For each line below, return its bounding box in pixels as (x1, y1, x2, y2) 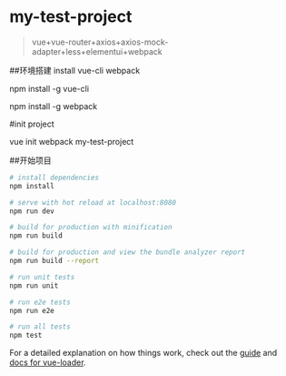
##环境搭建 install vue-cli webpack (9, 65, 141, 76)
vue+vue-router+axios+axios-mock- (31, 36, 169, 47)
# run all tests (9, 322, 71, 331)
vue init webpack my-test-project (9, 136, 134, 147)
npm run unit (9, 280, 59, 290)
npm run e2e (9, 306, 54, 315)
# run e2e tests (9, 298, 71, 307)
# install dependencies (9, 173, 100, 182)
